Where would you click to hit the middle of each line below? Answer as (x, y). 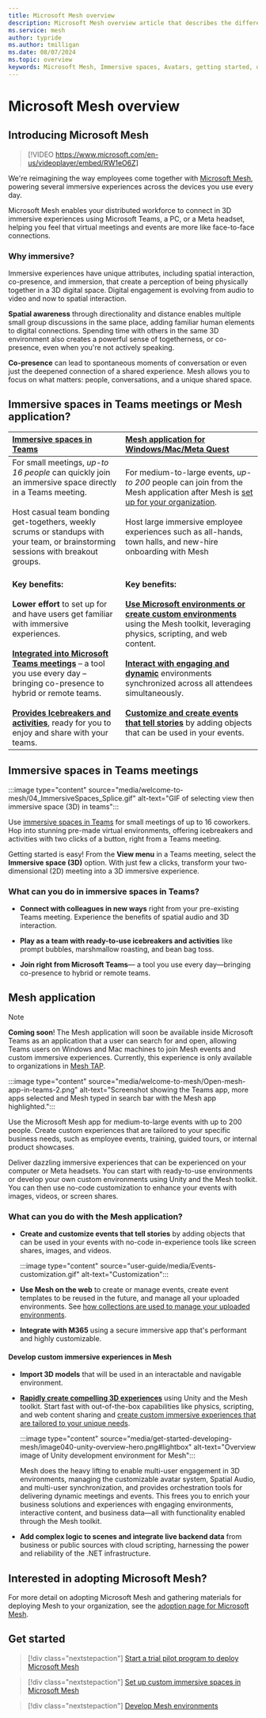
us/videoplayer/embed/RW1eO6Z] (83, 162)
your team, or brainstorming (64, 542)
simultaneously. (155, 693)
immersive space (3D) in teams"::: (64, 806)
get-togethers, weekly (54, 522)
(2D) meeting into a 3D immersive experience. (124, 871)
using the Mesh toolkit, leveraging (188, 624)
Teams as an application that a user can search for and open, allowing (123, 1040)
